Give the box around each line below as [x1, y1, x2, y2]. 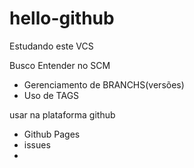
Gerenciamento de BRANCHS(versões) [23, 78, 185, 91]
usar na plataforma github [9, 108, 116, 121]
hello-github [9, 7, 115, 30]
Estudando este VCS [9, 40, 94, 52]
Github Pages [23, 128, 81, 140]
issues [23, 138, 51, 151]
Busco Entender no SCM [9, 59, 111, 71]
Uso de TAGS [23, 89, 80, 101]
